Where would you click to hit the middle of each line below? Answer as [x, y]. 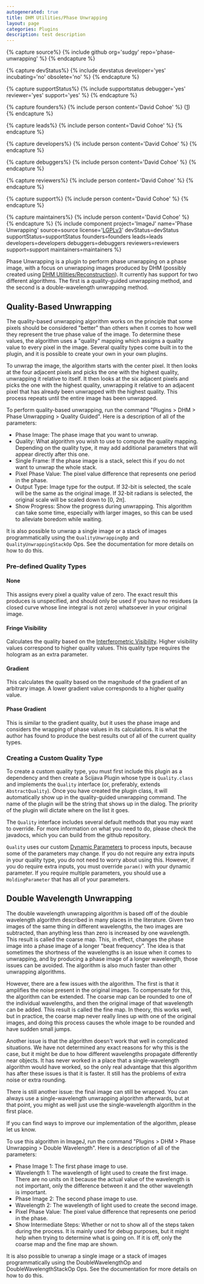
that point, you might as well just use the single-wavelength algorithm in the [101, 1104]
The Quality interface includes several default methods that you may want [100, 822]
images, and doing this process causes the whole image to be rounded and [101, 1022]
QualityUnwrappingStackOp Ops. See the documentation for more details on [100, 544]
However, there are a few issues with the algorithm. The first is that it [93, 983]
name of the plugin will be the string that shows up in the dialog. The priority [102, 804]
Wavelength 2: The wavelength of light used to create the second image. [106, 1205]
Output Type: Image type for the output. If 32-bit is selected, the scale [103, 486]
